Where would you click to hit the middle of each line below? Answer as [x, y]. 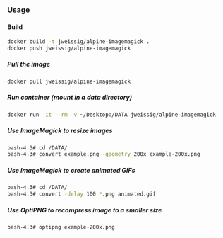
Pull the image [29, 64]
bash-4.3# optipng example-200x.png [61, 227]
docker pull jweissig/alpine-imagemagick [69, 81]
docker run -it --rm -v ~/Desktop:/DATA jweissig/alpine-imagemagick [112, 115]
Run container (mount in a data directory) [70, 98]
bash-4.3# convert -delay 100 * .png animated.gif [82, 194]
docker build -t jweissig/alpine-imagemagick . [79, 42]
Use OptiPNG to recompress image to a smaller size [85, 210]
